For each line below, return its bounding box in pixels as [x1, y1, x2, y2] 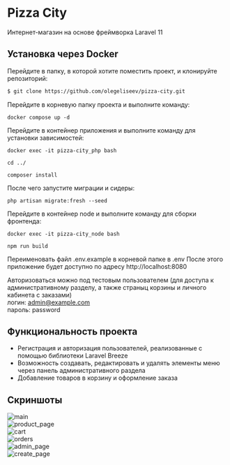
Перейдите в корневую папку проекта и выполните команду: [7, 100, 190, 109]
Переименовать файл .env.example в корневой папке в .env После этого [7, 255, 224, 263]
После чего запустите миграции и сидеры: [7, 184, 135, 192]
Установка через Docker [7, 48, 118, 60]
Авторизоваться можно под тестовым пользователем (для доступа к [7, 276, 214, 284]
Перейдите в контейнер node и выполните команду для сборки [7, 209, 197, 218]
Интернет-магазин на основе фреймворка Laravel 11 [7, 28, 163, 36]
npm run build [7, 242, 49, 249]
